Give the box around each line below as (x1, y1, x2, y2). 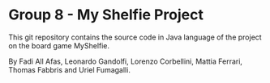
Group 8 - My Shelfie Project (8, 6, 204, 24)
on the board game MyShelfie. (8, 40, 110, 50)
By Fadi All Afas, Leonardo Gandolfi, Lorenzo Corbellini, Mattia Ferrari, (8, 56, 243, 66)
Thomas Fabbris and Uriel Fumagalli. (8, 64, 131, 74)
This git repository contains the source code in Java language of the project (8, 32, 262, 42)
